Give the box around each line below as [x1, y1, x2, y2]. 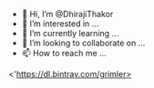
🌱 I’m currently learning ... [21, 28, 119, 38]
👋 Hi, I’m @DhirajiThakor [21, 9, 114, 19]
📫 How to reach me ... [21, 48, 107, 58]
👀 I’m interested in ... [21, 18, 99, 29]
